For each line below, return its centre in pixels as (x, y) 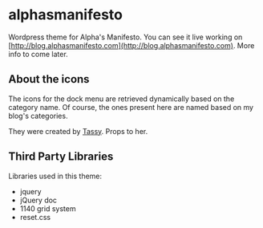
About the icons (49, 79)
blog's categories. (38, 116)
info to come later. (38, 54)
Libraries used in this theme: (55, 176)
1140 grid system (48, 208)
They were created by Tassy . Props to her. (78, 131)
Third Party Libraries (61, 157)
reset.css (35, 217)
